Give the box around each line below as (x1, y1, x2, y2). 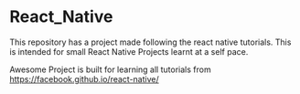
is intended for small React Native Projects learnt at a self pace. (9, 46, 249, 57)
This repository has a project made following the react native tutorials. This (9, 37, 292, 47)
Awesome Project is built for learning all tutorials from (9, 64, 212, 75)
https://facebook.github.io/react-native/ (9, 73, 159, 84)
